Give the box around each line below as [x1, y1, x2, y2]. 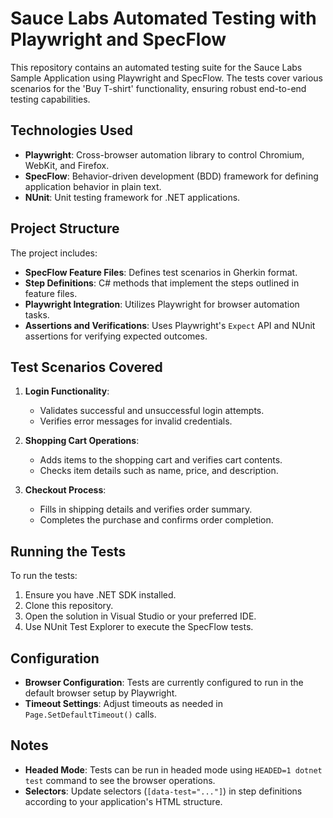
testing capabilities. [10, 93, 91, 105]
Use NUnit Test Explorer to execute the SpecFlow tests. [24, 621, 254, 633]
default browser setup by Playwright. [24, 687, 178, 699]
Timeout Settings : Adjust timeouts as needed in [24, 698, 223, 709]
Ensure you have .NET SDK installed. [24, 589, 177, 601]
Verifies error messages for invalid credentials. [39, 415, 233, 427]
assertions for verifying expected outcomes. [24, 330, 208, 342]
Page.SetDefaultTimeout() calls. [24, 708, 157, 720]
